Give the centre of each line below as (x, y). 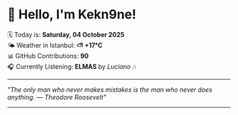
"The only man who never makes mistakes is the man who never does (110, 89)
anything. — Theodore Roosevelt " (57, 97)
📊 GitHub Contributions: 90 (48, 55)
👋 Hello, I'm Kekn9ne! (72, 15)
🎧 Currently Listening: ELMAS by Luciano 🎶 (72, 66)
